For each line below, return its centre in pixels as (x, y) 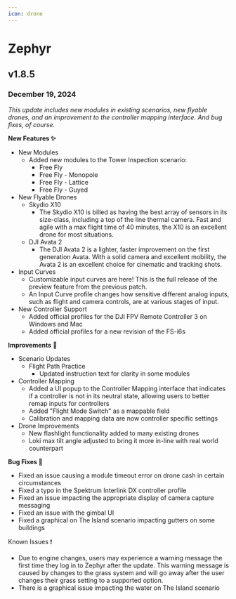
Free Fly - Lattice (64, 182)
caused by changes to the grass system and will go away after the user (121, 572)
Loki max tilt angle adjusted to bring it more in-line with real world (123, 440)
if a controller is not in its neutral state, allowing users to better (119, 396)
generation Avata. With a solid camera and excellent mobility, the (133, 256)
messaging (34, 505)
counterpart (46, 448)
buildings (31, 527)
